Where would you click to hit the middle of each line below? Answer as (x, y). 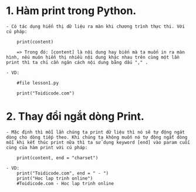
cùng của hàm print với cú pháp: (47, 147)
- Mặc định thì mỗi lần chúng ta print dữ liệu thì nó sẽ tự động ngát (95, 132)
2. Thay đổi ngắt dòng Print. (75, 117)
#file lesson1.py (38, 83)
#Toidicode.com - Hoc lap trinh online (65, 183)
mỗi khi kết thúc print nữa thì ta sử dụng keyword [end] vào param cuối (98, 142)
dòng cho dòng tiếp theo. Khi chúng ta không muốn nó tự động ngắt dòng (97, 137)
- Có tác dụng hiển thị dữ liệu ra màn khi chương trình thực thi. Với (95, 26)
